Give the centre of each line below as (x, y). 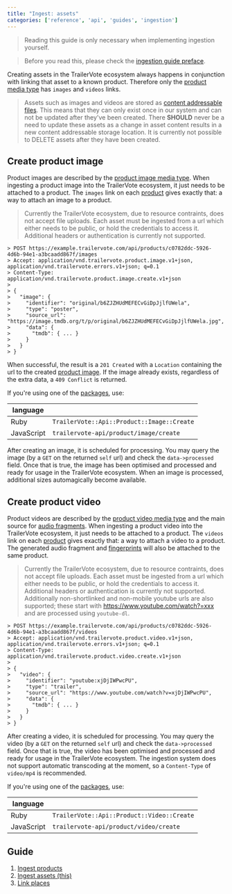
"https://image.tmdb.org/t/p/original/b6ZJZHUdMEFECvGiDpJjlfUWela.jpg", (116, 322)
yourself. (37, 47)
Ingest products (40, 868)
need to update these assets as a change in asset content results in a (123, 124)
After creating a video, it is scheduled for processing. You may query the (111, 736)
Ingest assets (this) (44, 875)
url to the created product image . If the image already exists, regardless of (113, 372)
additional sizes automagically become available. (77, 480)
